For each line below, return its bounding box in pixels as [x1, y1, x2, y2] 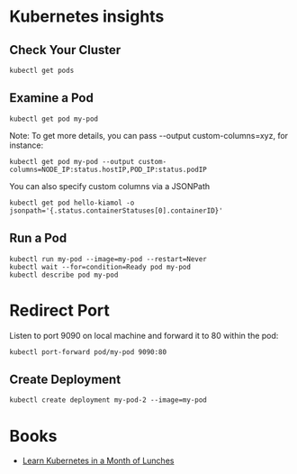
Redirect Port [9, 300, 111, 321]
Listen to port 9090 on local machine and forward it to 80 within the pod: [9, 330, 279, 341]
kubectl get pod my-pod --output [9, 157, 135, 166]
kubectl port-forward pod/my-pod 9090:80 [9, 347, 167, 357]
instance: [9, 140, 44, 150]
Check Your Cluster [9, 42, 121, 58]
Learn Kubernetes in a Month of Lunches [22, 455, 175, 466]
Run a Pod [9, 231, 67, 246]
